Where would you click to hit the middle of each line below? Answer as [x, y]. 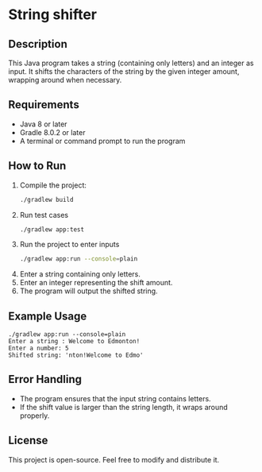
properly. [35, 416]
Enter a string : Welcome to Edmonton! [74, 342]
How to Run [37, 166]
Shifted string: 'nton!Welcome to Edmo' [76, 355]
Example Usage [48, 316]
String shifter [53, 15]
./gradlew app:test [52, 229]
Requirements [44, 105]
